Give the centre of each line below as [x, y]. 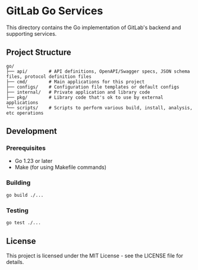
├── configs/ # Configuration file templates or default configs [93, 87]
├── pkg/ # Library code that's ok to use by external [85, 97]
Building [18, 183]
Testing [17, 211]
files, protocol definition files [49, 76]
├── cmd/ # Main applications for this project [76, 81]
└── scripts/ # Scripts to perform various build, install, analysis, [100, 108]
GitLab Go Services [55, 11]
